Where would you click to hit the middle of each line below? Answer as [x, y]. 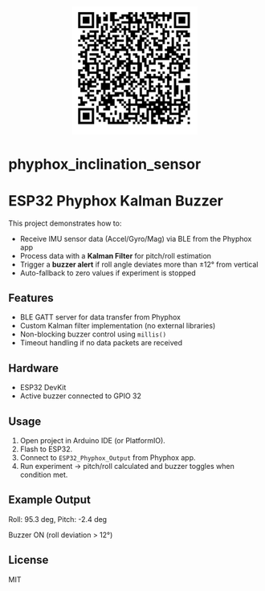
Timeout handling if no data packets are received [101, 343]
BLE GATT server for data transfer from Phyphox [100, 317]
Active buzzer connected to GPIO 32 [81, 396]
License [29, 560]
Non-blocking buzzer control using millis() [93, 334]
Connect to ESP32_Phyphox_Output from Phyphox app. [108, 458]
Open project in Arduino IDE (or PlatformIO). [93, 441]
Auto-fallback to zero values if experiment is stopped [108, 273]
